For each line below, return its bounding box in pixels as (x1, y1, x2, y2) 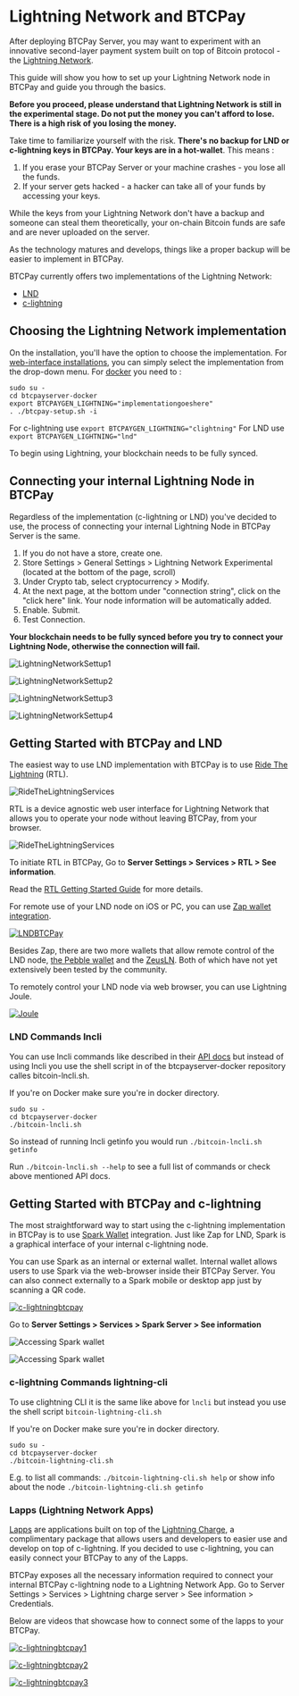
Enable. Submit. (21, 605, 80, 615)
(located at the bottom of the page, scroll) (21, 566, 177, 577)
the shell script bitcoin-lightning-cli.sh (9, 1406, 162, 1416)
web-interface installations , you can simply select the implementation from (9, 356, 284, 367)
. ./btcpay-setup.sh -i (9, 406, 98, 416)
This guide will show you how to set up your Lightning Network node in (9, 71, 270, 82)
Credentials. (9, 1599, 54, 1609)
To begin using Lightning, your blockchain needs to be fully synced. (9, 447, 259, 458)
